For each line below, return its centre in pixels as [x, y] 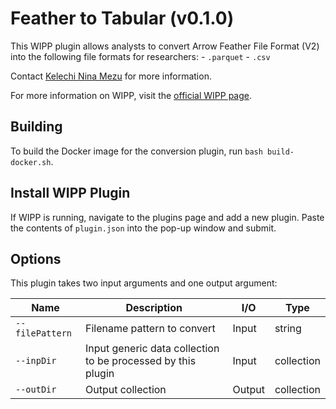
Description [154, 308]
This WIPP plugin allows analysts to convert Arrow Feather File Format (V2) [165, 46]
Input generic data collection [152, 349]
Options [36, 258]
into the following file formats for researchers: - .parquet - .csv [140, 56]
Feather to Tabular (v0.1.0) [122, 18]
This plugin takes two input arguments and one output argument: [144, 283]
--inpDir [36, 361]
